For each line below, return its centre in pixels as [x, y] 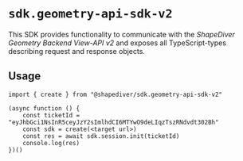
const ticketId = [51, 115]
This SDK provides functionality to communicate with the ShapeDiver [121, 34]
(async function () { [44, 108]
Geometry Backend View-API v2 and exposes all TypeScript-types [118, 43]
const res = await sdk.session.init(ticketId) [101, 136]
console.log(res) [51, 143]
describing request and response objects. [77, 51]
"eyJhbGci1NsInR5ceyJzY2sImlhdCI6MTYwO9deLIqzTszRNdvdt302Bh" [114, 122]
